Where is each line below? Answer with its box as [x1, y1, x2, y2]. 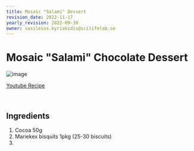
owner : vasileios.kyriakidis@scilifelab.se [6, 25, 116, 32]
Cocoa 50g [14, 127, 43, 134]
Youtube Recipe [6, 82, 45, 89]
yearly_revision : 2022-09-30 [6, 20, 79, 26]
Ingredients [6, 111, 50, 121]
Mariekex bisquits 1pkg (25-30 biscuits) [14, 133, 112, 140]
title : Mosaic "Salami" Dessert [6, 8, 86, 15]
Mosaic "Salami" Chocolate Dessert [6, 51, 189, 64]
